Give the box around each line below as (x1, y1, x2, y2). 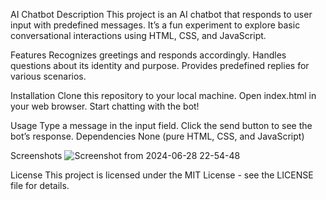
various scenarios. (10, 70, 87, 82)
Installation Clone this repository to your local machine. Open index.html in (10, 90, 317, 101)
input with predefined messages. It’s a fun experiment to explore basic (10, 19, 301, 31)
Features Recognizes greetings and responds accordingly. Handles (10, 49, 287, 61)
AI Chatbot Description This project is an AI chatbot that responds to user (10, 9, 313, 20)
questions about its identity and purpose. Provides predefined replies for (10, 60, 310, 71)
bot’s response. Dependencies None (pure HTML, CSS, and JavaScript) (10, 130, 305, 142)
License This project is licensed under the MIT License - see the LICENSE (10, 169, 314, 181)
